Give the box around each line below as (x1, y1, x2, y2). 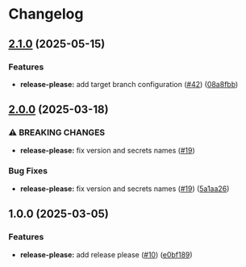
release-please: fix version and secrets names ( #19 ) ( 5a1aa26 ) (19, 183, 230, 194)
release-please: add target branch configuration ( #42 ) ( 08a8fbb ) (19, 79, 239, 89)
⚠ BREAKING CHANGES (8, 127, 106, 138)
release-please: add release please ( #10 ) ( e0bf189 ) (19, 249, 193, 259)
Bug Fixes (8, 165, 48, 177)
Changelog (8, 5, 84, 23)
